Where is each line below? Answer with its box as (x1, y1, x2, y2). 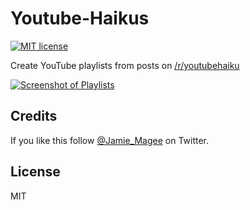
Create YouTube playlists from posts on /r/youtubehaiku (10, 59, 240, 71)
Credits (10, 108, 58, 125)
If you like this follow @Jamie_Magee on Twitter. (10, 134, 210, 146)
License (10, 163, 61, 181)
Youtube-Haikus (10, 7, 150, 30)
